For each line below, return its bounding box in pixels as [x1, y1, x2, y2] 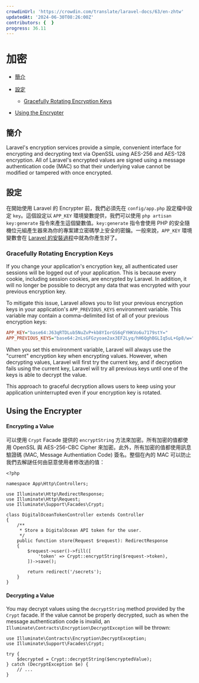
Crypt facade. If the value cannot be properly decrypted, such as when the [6, 611, 189, 618]
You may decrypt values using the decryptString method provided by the [6, 605, 185, 612]
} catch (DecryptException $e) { [6, 661, 89, 667]
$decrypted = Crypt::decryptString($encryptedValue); [17, 656, 152, 662]
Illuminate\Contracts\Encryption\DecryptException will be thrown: [6, 624, 171, 631]
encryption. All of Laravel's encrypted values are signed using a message [6, 156, 185, 163]
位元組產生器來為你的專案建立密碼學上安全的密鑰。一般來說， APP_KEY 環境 [11, 226, 192, 234]
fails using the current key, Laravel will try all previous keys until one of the [6, 365, 188, 372]
